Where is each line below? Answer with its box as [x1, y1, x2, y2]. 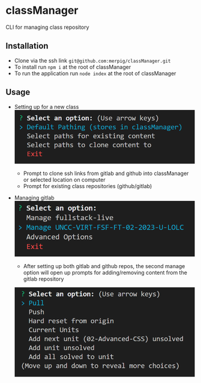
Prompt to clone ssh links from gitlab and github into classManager [23, 170, 189, 177]
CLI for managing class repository [5, 23, 89, 31]
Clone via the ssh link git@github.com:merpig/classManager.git [14, 57, 171, 64]
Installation [5, 41, 49, 51]
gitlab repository [23, 275, 64, 283]
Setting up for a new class [14, 103, 79, 110]
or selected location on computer [23, 176, 106, 183]
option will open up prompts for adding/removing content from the [23, 269, 187, 277]
